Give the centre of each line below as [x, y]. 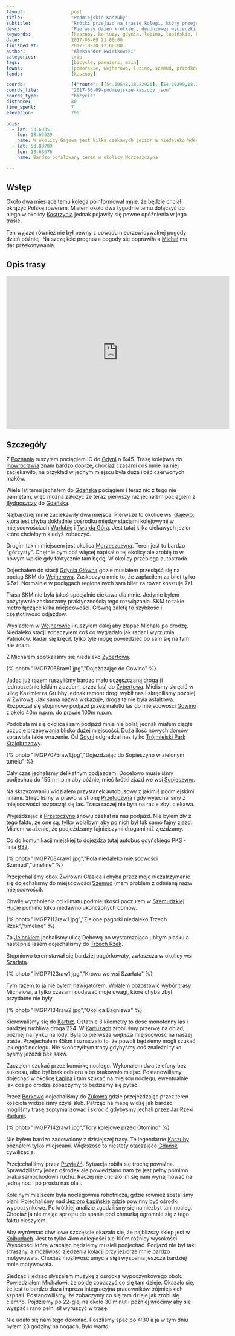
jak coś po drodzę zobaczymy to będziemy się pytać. [72, 1085]
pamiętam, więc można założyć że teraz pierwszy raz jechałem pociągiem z [101, 497]
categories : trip [44, 57]
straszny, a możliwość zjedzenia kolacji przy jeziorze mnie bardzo [88, 1251]
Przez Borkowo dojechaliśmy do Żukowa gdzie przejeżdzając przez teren [98, 1097]
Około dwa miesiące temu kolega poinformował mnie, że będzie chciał [94, 202]
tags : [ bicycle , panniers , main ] [72, 62]
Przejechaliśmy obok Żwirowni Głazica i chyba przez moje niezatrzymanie [98, 877]
